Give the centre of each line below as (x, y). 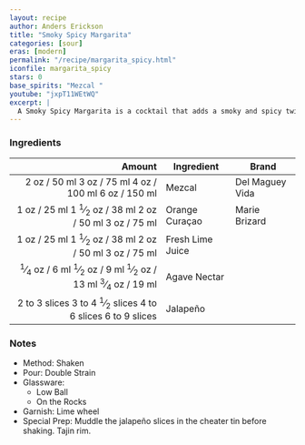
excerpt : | (30, 102)
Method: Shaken (53, 363)
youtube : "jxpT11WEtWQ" (54, 94)
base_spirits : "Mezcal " (56, 86)
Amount (139, 167)
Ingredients (35, 143)
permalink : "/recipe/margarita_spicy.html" (93, 60)
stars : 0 (26, 77)
